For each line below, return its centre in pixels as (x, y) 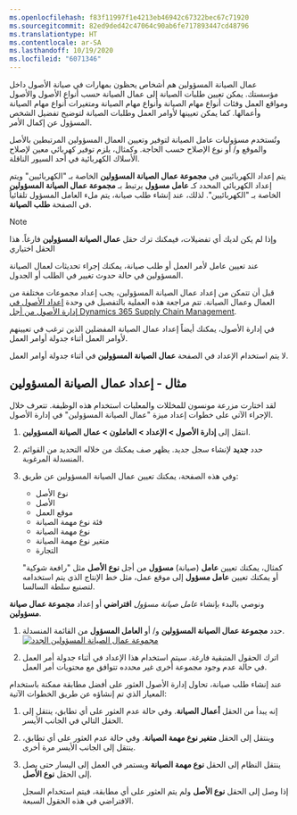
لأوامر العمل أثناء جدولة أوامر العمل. (68, 338)
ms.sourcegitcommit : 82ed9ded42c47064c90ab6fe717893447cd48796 (129, 26)
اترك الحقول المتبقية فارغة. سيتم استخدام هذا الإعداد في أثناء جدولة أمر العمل (150, 657)
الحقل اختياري (32, 248)
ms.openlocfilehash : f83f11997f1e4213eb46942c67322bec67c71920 (129, 17)
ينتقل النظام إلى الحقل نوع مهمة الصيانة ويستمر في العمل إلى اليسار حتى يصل (151, 764)
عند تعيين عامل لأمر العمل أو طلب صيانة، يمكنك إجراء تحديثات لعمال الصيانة (134, 266)
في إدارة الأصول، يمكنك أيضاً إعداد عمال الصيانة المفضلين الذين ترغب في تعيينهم (142, 328)
